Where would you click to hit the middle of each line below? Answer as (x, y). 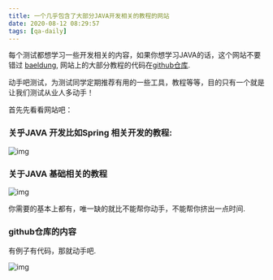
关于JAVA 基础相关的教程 (58, 174)
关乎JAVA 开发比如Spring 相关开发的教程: (90, 133)
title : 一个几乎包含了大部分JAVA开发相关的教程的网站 (89, 16)
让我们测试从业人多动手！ (51, 93)
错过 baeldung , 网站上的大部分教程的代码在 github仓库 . (100, 65)
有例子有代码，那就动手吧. (52, 251)
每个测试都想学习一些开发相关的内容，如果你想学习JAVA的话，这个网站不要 (135, 55)
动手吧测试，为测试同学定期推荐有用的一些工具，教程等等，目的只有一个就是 (136, 83)
